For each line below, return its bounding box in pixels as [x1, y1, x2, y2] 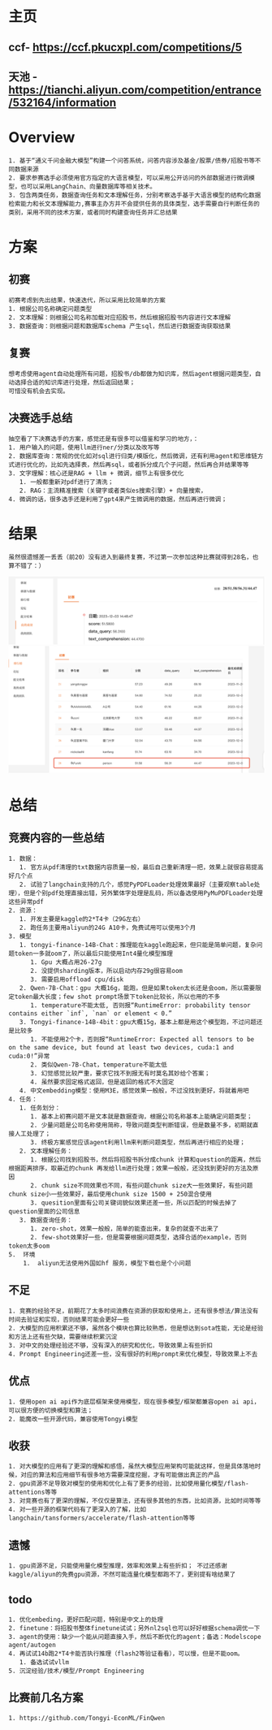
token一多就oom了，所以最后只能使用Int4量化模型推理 [14, 949, 173, 958]
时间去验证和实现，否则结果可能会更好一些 [8, 1315, 130, 1324]
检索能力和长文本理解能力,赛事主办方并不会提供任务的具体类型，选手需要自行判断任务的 [8, 200, 260, 208]
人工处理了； [14, 1130, 51, 1138]
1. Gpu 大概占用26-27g [29, 958, 102, 967]
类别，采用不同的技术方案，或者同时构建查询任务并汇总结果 [8, 208, 178, 216]
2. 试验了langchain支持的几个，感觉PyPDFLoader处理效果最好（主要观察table [19, 880, 254, 889]
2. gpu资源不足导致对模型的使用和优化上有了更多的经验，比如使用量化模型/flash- [8, 1480, 249, 1488]
